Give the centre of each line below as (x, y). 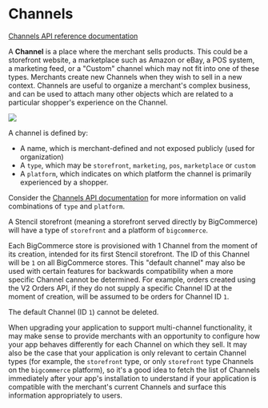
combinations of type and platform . (67, 206)
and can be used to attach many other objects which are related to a (121, 93)
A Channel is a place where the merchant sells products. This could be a (128, 51)
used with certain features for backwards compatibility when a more (121, 271)
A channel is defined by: (48, 133)
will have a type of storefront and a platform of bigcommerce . (108, 230)
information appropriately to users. (65, 395)
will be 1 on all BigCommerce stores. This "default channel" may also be (127, 262)
